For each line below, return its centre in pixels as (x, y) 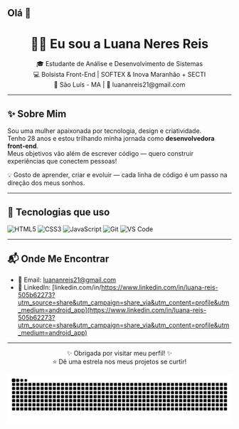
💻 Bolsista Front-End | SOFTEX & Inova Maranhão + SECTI (119, 75)
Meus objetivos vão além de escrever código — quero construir (101, 154)
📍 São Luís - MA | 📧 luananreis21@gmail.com (119, 85)
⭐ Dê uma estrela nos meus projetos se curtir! (119, 361)
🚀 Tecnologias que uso (59, 212)
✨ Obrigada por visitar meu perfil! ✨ (119, 353)
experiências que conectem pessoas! (62, 161)
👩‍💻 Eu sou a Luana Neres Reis (119, 44)
